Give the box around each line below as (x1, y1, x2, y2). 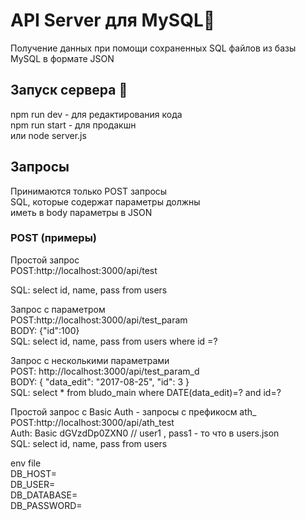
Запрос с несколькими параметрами (10, 354, 170, 366)
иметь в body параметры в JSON (10, 206, 153, 218)
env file (10, 457, 42, 469)
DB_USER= (10, 478, 56, 490)
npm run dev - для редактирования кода (10, 108, 183, 120)
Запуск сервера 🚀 (10, 82, 128, 99)
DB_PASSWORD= (10, 499, 83, 511)
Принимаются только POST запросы (10, 185, 168, 197)
